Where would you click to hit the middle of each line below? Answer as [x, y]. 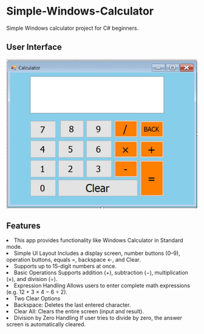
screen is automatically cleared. [46, 324]
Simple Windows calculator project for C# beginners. [73, 28]
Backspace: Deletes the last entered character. [73, 305]
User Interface [34, 47]
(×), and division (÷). [32, 279]
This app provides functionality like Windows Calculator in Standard [99, 240]
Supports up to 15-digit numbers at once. [65, 266]
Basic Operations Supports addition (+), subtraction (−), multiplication [101, 273]
